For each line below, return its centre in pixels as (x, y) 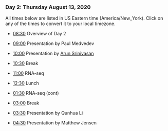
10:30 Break (25, 63)
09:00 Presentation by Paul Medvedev (53, 43)
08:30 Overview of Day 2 (39, 34)
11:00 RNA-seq (29, 73)
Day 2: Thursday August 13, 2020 (48, 7)
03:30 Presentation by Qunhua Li (48, 113)
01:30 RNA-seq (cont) (36, 93)
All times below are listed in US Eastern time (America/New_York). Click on (84, 18)
